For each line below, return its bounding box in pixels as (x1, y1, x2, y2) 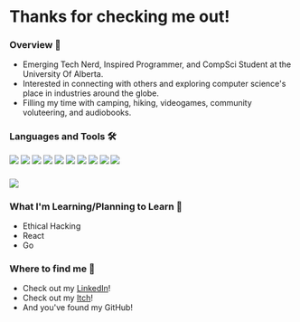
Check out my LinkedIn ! (22, 283, 111, 294)
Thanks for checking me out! (9, 6, 230, 27)
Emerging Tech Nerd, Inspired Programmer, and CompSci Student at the (22, 59, 292, 70)
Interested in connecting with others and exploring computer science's (22, 79, 286, 90)
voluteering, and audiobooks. (22, 107, 132, 118)
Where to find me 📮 (9, 262, 96, 275)
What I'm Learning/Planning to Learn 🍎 (9, 200, 183, 213)
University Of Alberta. (22, 69, 104, 80)
